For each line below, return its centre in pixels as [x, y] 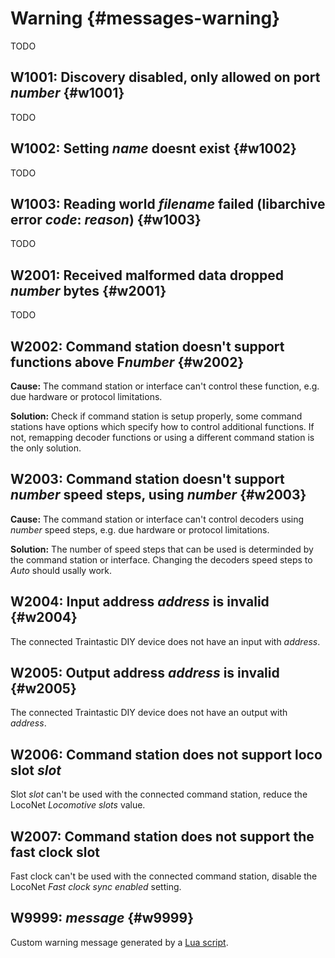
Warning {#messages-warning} [145, 18]
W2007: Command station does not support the [162, 836]
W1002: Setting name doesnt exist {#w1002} [153, 148]
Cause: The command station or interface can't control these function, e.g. [165, 386]
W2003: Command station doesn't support [147, 479]
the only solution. [46, 448]
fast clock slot [55, 852]
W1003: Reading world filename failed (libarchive [168, 203]
